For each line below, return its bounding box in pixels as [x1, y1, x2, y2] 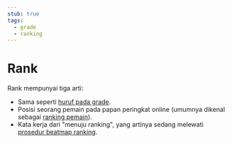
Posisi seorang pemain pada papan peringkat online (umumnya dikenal [17, 105, 226, 114]
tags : [7, 17, 23, 24]
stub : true [7, 10, 40, 18]
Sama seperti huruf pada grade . [17, 98, 111, 106]
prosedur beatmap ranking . [17, 128, 98, 137]
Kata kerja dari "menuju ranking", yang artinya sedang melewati [17, 120, 204, 129]
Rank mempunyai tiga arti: [7, 84, 84, 93]
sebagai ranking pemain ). [17, 113, 92, 121]
